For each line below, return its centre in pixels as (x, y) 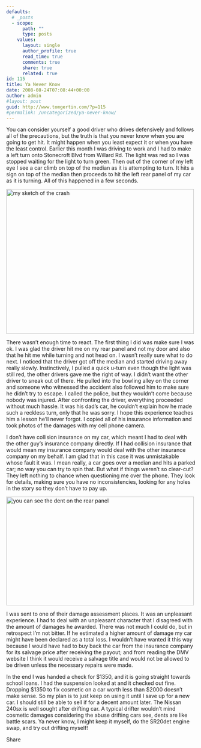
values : (26, 40)
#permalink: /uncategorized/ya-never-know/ (61, 113)
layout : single (41, 46)
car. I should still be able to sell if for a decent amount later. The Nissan (94, 702)
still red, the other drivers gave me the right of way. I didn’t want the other (97, 374)
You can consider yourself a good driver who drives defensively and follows (100, 129)
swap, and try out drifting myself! (47, 728)
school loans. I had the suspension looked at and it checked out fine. (91, 683)
